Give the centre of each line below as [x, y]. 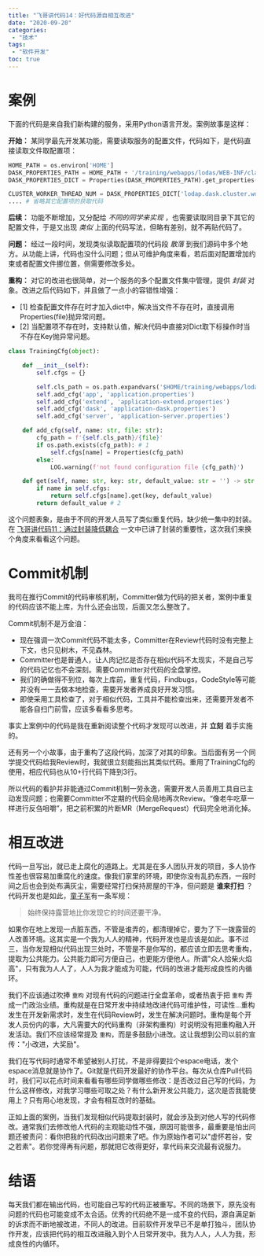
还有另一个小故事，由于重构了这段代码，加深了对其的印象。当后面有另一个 [128, 752]
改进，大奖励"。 [58, 1044]
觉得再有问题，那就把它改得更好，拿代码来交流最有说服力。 [149, 1146]
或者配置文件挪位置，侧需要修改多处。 [77, 263]
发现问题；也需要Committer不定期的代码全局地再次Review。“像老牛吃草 [131, 798]
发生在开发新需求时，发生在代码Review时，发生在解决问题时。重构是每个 [126, 1015]
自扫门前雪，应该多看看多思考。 [85, 709]
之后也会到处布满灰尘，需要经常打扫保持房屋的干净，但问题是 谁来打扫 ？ [134, 886]
